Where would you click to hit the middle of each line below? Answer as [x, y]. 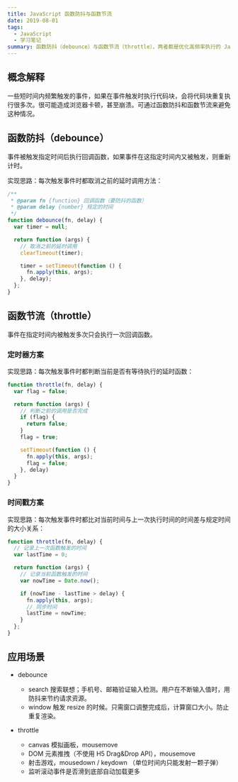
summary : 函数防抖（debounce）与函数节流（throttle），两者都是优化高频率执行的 [114, 47]
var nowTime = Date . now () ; [60, 580]
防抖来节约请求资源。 [59, 698]
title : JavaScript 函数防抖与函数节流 [59, 14]
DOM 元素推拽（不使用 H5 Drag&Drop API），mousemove [112, 754]
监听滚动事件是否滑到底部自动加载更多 [84, 771]
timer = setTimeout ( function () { [71, 266]
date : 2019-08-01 [33, 21]
